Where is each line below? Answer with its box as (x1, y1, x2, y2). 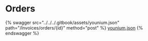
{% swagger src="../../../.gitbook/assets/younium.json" (5, 19, 120, 25)
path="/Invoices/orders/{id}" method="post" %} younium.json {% (5, 24, 143, 30)
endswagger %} (5, 30, 39, 36)
